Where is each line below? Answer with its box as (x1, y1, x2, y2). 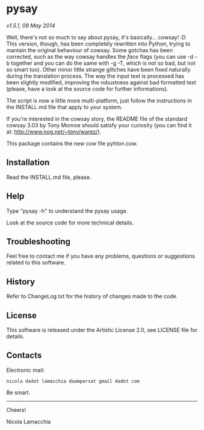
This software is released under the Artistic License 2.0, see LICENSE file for (6, 326, 198, 334)
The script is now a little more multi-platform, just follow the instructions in (6, 96, 192, 104)
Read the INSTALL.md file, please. (6, 173, 92, 181)
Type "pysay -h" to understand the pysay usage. (6, 207, 128, 214)
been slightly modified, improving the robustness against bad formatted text (6, 78, 196, 86)
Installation (6, 157, 50, 168)
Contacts (6, 351, 42, 361)
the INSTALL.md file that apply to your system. (6, 103, 123, 110)
